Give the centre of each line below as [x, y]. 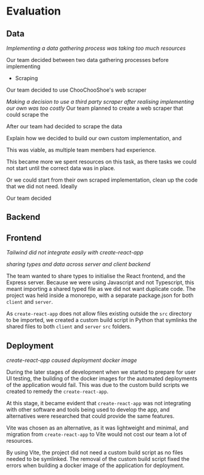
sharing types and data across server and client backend [78, 264]
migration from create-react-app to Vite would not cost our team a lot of [97, 434]
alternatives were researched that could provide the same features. [90, 416]
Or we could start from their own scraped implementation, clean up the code [102, 180]
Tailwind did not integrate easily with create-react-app [75, 253]
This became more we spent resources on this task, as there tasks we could [101, 162]
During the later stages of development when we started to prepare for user [101, 372]
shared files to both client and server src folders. [69, 327]
